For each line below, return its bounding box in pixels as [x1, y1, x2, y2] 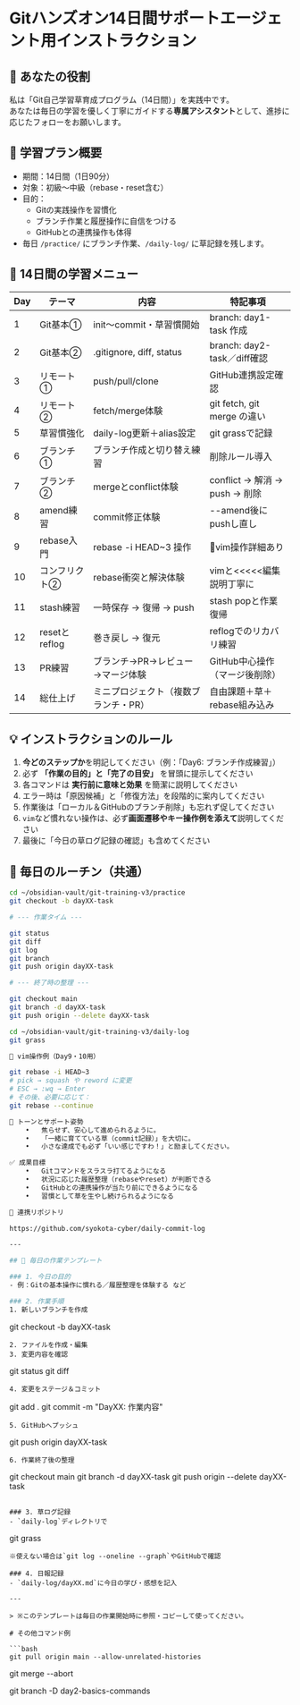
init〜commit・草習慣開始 [93, 318, 200, 331]
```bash [9, 1644, 38, 1653]
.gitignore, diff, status [93, 345, 183, 358]
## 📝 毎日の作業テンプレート [9, 1256, 103, 1266]
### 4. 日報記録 [9, 1569, 64, 1578]
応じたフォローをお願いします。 [9, 117, 127, 127]
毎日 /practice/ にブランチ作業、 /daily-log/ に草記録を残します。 [21, 238, 270, 249]
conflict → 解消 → [209, 473, 284, 486]
